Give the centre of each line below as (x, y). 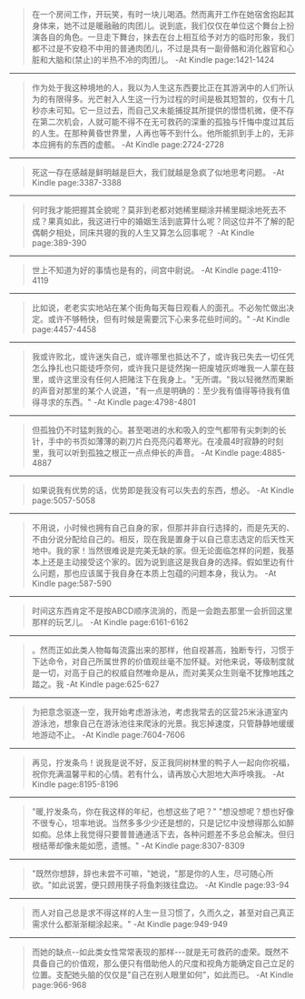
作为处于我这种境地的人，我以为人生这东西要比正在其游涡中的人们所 (159, 87)
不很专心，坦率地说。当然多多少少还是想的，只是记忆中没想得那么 (155, 823)
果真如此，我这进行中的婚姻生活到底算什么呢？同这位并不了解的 (167, 221)
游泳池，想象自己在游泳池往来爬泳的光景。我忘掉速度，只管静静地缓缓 (163, 723)
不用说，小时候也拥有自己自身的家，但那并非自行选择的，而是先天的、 (163, 528)
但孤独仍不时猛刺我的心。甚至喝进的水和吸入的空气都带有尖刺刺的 (155, 430)
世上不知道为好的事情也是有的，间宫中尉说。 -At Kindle (135, 270)
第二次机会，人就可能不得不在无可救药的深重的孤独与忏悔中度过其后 (167, 121)
